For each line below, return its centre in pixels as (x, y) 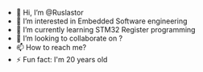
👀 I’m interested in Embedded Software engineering (101, 21)
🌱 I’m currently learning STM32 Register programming (106, 30)
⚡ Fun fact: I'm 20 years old (62, 59)
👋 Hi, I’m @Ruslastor (50, 13)
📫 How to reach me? (51, 47)
